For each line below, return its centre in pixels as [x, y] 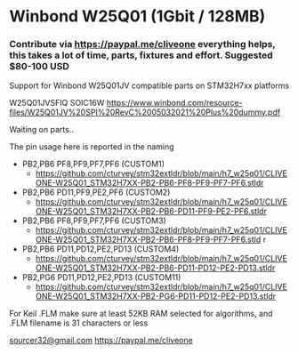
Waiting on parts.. [41, 130]
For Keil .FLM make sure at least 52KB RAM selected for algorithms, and [141, 314]
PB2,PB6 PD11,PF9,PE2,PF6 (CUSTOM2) [96, 192]
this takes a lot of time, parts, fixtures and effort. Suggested [141, 55]
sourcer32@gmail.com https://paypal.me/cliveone [101, 341]
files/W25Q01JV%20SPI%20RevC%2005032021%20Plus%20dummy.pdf [145, 112]
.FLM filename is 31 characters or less [79, 323]
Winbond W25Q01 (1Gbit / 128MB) [137, 16]
